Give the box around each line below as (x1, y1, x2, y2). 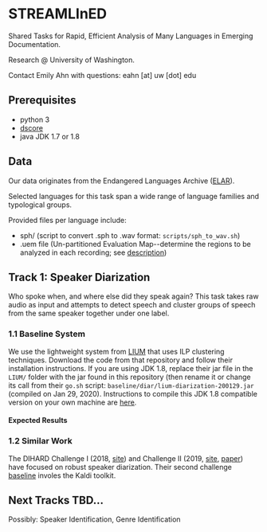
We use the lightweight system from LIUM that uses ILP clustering (8, 346, 225, 356)
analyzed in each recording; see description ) (19, 248, 167, 257)
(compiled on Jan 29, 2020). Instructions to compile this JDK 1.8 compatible (8, 389, 257, 398)
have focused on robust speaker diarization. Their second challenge (8, 462, 233, 471)
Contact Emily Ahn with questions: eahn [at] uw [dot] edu (8, 70, 197, 80)
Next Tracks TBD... (8, 493, 104, 507)
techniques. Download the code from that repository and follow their (8, 355, 234, 365)
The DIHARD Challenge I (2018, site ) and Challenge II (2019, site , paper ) (8, 453, 244, 463)
